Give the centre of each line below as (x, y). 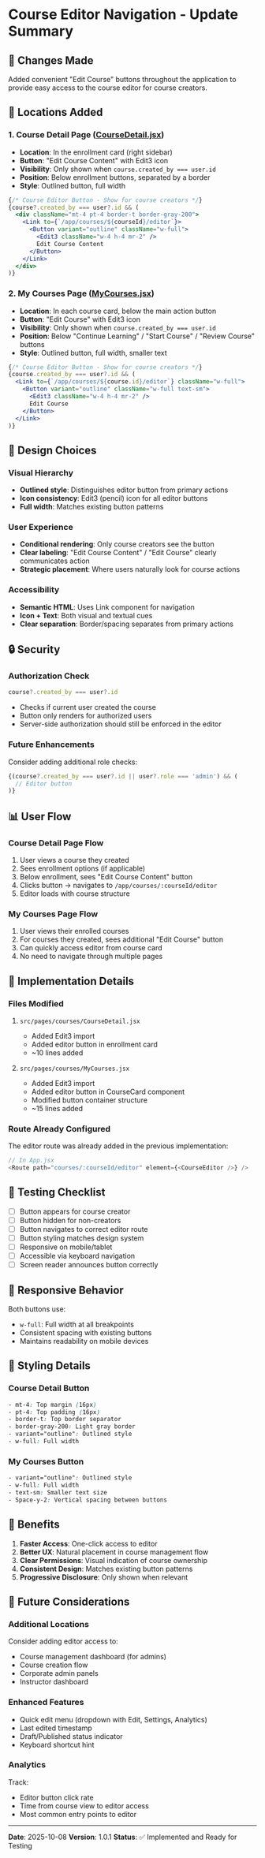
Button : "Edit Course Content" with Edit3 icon (94, 160)
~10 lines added (57, 1052)
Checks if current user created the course (88, 707)
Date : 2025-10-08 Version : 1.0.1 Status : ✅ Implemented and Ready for (123, 1837)
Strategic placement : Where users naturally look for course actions (130, 569)
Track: (19, 1782)
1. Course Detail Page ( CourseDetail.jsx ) (86, 135)
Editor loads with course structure (75, 894)
